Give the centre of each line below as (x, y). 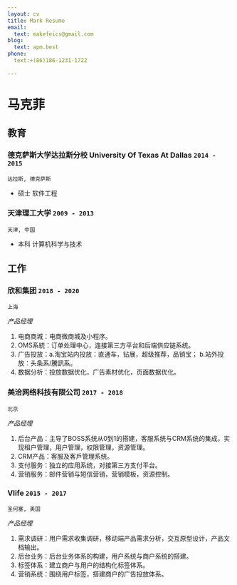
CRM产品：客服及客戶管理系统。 (65, 456)
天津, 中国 (21, 230)
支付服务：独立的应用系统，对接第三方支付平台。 (89, 465)
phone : (17, 54)
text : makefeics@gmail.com (54, 34)
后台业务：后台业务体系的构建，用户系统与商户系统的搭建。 (105, 556)
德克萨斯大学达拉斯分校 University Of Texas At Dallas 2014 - (112, 156)
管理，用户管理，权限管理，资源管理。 (93, 447)
